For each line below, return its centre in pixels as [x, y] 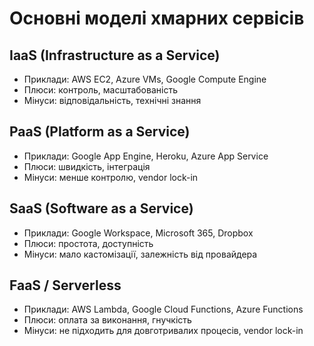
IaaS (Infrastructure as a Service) [115, 55]
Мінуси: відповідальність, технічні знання [112, 100]
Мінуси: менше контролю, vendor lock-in [111, 177]
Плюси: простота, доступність [88, 243]
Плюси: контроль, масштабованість [100, 90]
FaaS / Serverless [65, 285]
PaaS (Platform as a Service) [100, 132]
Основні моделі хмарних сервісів [157, 18]
